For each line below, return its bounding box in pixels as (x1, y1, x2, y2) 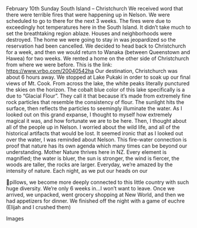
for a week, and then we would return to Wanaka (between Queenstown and (6, 49, 191, 55)
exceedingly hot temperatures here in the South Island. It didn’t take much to (6, 24, 191, 31)
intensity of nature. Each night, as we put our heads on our (6, 167, 148, 174)
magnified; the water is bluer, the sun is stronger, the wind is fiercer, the (6, 155, 180, 162)
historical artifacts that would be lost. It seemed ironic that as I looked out (6, 130, 184, 137)
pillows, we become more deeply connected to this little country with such (9, 179, 189, 186)
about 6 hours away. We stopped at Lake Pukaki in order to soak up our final (6, 73, 191, 81)
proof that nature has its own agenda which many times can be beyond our (6, 142, 188, 149)
